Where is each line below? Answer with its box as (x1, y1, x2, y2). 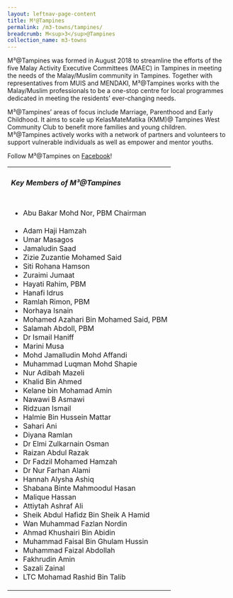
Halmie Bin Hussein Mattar (23, 413, 111, 423)
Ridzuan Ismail (23, 403, 72, 413)
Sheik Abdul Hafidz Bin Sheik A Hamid (23, 510, 150, 520)
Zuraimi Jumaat (23, 271, 75, 281)
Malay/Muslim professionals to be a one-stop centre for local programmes (7, 87, 225, 95)
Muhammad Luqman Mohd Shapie (23, 359, 138, 369)
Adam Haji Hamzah (23, 226, 87, 236)
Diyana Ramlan (23, 430, 73, 440)
